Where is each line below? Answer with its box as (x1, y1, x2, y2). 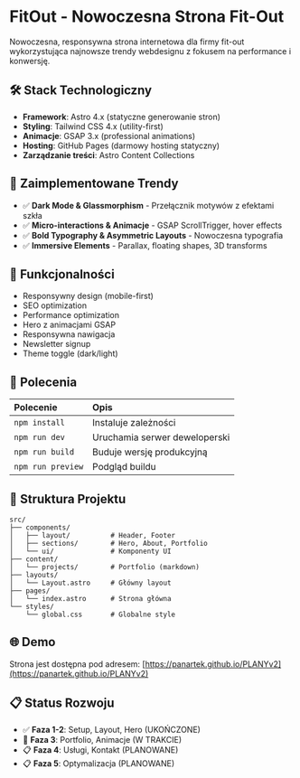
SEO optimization (22, 300, 88, 311)
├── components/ (9, 523, 70, 532)
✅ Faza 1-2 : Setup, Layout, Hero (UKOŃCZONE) (22, 724, 202, 735)
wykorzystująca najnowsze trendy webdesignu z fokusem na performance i (9, 45, 292, 56)
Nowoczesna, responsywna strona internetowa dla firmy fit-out (9, 36, 245, 47)
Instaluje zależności (91, 417, 176, 429)
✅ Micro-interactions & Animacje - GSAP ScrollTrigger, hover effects (22, 220, 283, 230)
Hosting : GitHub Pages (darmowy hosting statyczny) (22, 140, 220, 151)
